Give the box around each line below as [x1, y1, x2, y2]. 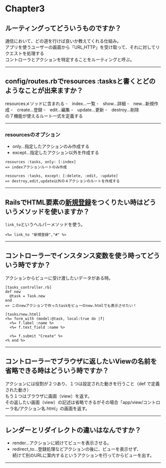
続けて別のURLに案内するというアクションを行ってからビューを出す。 [12, 452, 155, 459]
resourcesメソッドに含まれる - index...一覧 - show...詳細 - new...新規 [5, 100, 154, 107]
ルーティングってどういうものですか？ [5, 24, 122, 32]
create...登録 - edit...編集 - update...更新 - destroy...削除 [17, 107, 139, 113]
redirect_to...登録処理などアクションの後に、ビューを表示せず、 [12, 446, 141, 452]
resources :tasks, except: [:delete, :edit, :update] [5, 174, 119, 178]
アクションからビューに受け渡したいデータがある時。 [5, 275, 114, 281]
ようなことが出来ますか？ [5, 86, 83, 95]
